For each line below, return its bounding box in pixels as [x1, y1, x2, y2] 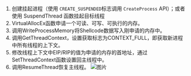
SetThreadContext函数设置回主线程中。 [11, 56, 107, 63]
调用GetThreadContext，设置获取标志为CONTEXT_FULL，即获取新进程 [11, 34, 183, 41]
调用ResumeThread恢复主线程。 [11, 64, 90, 70]
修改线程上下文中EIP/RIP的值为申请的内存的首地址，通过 [11, 49, 148, 56]
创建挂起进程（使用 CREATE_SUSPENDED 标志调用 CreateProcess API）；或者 [11, 5, 186, 12]
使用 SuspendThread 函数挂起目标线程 [11, 12, 105, 19]
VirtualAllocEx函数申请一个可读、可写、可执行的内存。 [11, 20, 144, 26]
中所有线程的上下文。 [11, 42, 63, 49]
